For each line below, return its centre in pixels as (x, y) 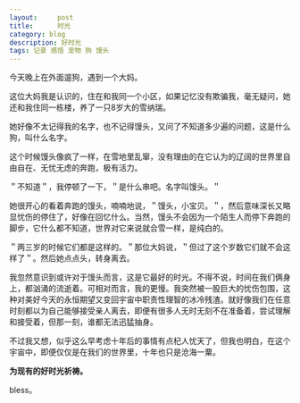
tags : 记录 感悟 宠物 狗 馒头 (59, 51)
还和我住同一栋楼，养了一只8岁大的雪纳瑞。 (90, 107)
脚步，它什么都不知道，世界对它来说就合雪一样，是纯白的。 (119, 228)
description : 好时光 (46, 42)
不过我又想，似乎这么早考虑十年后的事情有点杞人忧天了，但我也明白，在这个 (150, 341)
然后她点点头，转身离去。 (87, 258)
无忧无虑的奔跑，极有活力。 (91, 168)
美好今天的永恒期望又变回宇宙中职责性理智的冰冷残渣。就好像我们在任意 (158, 299)
